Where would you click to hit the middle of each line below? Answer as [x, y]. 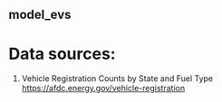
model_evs [40, 15]
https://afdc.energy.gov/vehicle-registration [103, 88]
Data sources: [62, 54]
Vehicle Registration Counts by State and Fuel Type [117, 79]
